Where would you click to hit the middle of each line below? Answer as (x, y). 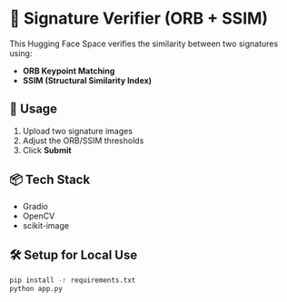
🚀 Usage (33, 109)
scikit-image (46, 225)
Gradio (35, 206)
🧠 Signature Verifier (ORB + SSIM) (139, 19)
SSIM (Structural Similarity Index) (87, 80)
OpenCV (39, 216)
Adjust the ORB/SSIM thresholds (83, 141)
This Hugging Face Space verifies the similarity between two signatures (144, 44)
